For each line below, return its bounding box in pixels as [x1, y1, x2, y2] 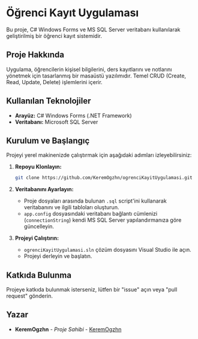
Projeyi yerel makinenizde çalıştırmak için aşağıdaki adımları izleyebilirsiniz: [6, 151, 192, 159]
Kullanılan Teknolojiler [6, 96, 91, 106]
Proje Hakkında [6, 50, 65, 60]
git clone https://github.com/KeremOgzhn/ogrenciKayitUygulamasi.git [14, 175, 193, 181]
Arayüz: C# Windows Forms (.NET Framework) [14, 112, 132, 119]
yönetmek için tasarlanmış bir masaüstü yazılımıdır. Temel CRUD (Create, [6, 72, 187, 79]
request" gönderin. [6, 292, 53, 300]
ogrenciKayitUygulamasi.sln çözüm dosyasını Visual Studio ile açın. [23, 246, 191, 254]
